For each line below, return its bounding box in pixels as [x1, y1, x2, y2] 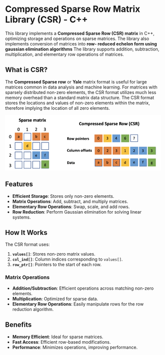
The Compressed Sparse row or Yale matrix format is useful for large [5, 79, 147, 85]
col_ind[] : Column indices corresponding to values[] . [12, 256, 123, 263]
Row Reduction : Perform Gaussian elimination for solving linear [12, 209, 142, 215]
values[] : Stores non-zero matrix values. [12, 251, 95, 257]
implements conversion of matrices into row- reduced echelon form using [5, 41, 157, 46]
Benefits [5, 320, 32, 329]
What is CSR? [5, 66, 48, 74]
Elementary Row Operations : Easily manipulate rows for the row [12, 301, 144, 307]
